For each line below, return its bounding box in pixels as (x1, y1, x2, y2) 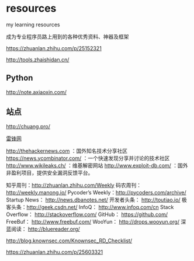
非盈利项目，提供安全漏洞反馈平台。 (6, 169, 93, 176)
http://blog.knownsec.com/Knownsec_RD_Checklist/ (6, 237, 133, 244)
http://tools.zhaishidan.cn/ (6, 56, 70, 63)
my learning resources (6, 21, 60, 28)
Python (6, 73, 33, 83)
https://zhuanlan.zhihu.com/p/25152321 (6, 44, 102, 51)
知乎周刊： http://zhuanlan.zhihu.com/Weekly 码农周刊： (6, 182, 142, 189)
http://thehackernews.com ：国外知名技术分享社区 (6, 147, 127, 154)
